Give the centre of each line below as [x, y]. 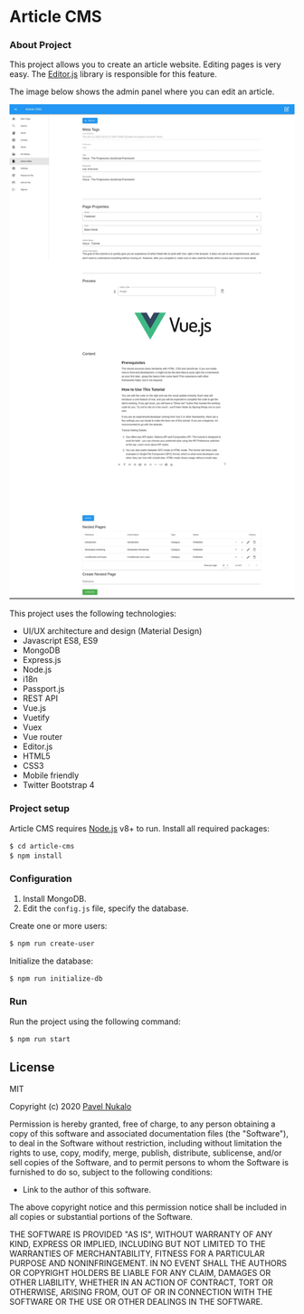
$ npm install [36, 856]
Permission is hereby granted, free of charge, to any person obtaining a [142, 1124]
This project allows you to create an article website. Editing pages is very [146, 64]
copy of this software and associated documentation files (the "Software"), [149, 1134]
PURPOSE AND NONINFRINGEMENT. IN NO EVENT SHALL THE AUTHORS [148, 1263]
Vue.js [34, 708]
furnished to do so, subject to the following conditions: [111, 1172]
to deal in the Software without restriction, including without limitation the [146, 1144]
